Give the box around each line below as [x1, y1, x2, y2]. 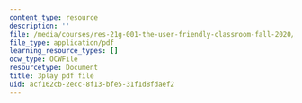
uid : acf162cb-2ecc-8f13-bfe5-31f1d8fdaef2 [9, 80, 175, 89]
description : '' [9, 21, 70, 30]
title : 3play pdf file [9, 72, 94, 81]
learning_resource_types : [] [9, 47, 119, 56]
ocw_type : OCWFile [9, 55, 78, 64]
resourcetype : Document [9, 64, 99, 73]
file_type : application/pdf [9, 38, 115, 47]
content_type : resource [9, 13, 99, 22]
